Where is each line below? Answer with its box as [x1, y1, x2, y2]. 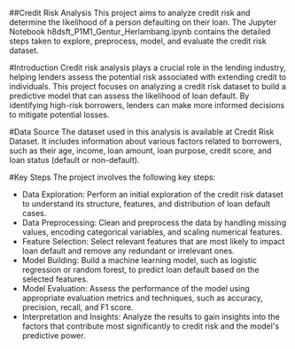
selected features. [21, 274, 89, 284]
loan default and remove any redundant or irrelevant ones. [21, 245, 235, 256]
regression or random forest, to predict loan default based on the [21, 265, 260, 275]
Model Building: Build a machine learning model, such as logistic [21, 255, 258, 265]
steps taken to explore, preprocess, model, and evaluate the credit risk [9, 35, 268, 46]
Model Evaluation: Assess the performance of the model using [21, 283, 250, 293]
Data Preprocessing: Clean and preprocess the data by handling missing [21, 217, 286, 228]
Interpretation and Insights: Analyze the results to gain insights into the [21, 312, 281, 322]
